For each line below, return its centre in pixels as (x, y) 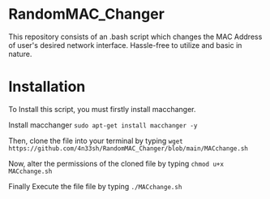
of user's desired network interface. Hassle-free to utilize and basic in (125, 45)
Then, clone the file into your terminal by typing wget (96, 141)
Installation (47, 87)
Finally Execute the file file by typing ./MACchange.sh (95, 186)
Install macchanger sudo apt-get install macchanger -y (103, 125)
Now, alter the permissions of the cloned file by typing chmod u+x (116, 163)
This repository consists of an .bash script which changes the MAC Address (135, 37)
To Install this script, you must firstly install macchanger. (102, 109)
